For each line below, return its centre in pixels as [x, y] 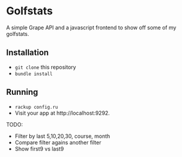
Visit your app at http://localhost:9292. [62, 113]
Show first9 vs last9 [39, 149]
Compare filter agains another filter [58, 142]
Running [22, 92]
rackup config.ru [36, 107]
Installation [27, 53]
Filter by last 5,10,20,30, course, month [62, 136]
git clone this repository [45, 67]
